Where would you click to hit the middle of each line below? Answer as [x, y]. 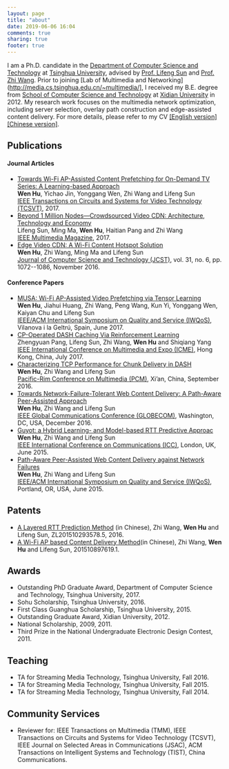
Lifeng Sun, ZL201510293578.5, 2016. [70, 534]
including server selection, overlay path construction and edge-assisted [109, 109]
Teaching [28, 661]
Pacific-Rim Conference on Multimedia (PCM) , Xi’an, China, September [118, 379]
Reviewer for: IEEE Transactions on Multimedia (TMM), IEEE [102, 730]
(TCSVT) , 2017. [38, 208]
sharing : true [28, 39]
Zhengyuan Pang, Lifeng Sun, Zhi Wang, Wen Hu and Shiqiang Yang [114, 342]
